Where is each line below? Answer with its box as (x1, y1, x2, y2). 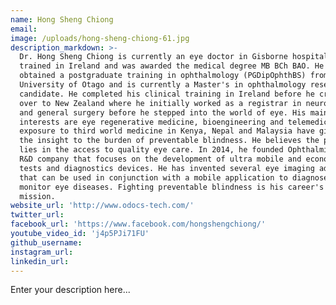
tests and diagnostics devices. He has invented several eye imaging (19, 163, 315, 173)
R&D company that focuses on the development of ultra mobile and (19, 154, 302, 164)
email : (10, 24, 38, 34)
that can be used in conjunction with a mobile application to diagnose (19, 172, 329, 183)
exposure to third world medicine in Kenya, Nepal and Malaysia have (19, 126, 315, 136)
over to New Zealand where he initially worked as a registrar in (19, 98, 302, 108)
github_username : (10, 237, 83, 248)
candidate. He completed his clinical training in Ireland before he (19, 89, 315, 99)
